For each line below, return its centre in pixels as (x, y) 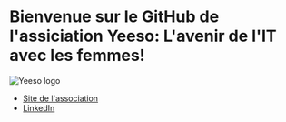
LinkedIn (39, 107)
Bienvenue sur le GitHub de (114, 17)
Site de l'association (60, 98)
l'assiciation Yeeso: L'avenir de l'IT (143, 36)
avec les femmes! (77, 56)
